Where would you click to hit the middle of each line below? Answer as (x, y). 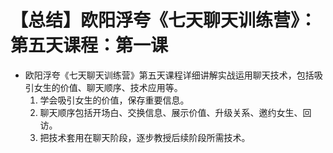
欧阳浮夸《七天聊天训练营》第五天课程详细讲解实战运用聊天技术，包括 (169, 75)
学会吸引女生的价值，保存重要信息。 (114, 100)
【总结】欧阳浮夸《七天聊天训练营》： (164, 20)
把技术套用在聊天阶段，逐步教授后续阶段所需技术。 (145, 137)
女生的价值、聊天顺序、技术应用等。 (108, 87)
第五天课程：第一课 (89, 45)
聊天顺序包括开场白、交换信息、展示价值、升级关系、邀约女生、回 (175, 112)
